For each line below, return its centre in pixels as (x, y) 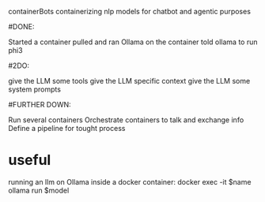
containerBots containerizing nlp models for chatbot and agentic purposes (130, 11)
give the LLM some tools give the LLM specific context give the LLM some (129, 81)
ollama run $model (39, 190)
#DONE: (21, 26)
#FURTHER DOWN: (40, 105)
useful (30, 160)
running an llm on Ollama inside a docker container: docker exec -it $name (130, 181)
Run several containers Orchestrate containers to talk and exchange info (126, 120)
